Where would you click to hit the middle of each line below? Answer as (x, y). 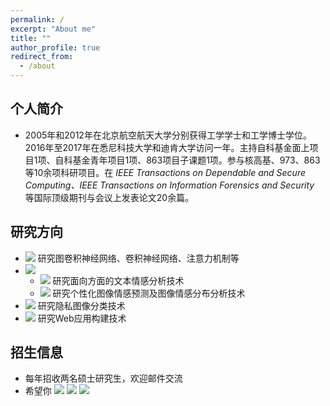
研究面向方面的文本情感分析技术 (118, 280)
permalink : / (37, 19)
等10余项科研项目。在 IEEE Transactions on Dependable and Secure (165, 172)
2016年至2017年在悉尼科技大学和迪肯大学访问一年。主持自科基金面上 (167, 147)
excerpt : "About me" (53, 29)
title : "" (31, 38)
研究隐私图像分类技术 (81, 305)
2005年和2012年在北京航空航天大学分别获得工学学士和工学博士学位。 (168, 135)
